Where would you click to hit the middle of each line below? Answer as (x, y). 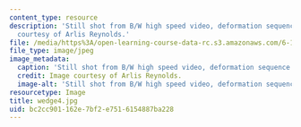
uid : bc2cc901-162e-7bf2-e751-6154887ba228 (92, 109)
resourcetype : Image (48, 92)
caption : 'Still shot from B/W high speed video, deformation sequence (154, 68)
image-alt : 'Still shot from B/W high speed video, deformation (140, 84)
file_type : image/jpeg (52, 51)
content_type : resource (54, 17)
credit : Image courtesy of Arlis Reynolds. (99, 76)
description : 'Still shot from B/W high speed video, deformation (136, 26)
